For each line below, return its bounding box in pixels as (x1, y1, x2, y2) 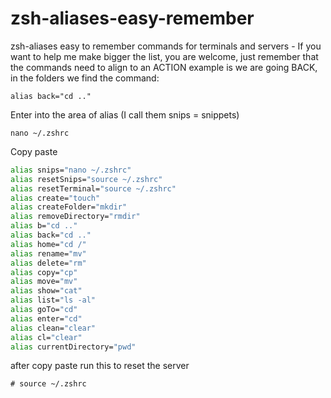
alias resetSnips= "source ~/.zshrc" (10, 174, 163, 184)
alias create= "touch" (10, 193, 101, 203)
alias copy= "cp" (10, 267, 78, 277)
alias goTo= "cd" (10, 305, 78, 315)
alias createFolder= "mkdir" (10, 202, 128, 212)
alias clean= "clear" (10, 323, 97, 333)
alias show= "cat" (10, 286, 83, 296)
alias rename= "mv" (10, 248, 87, 259)
